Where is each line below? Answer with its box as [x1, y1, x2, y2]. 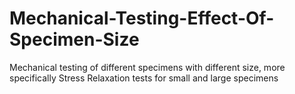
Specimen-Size [9, 28, 140, 51]
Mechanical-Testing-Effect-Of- [9, 7, 275, 30]
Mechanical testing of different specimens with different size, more [9, 61, 286, 73]
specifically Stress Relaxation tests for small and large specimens [9, 72, 279, 84]
